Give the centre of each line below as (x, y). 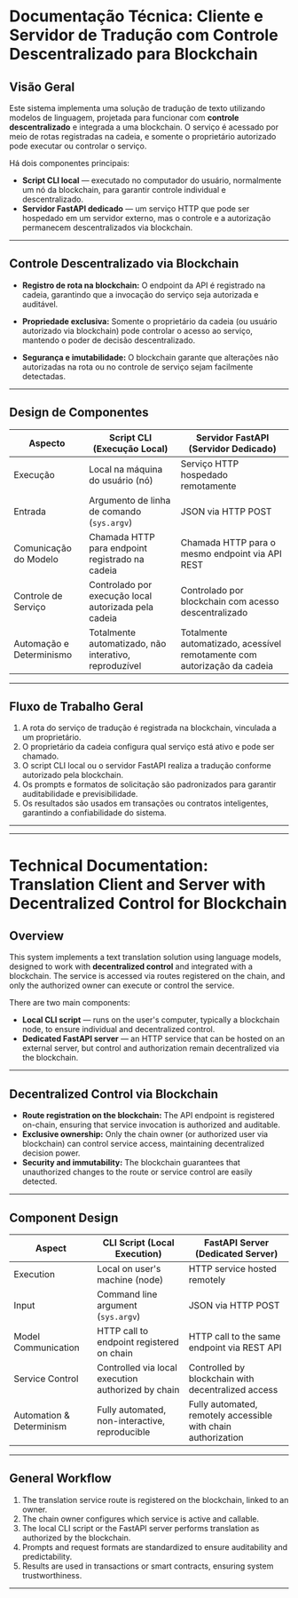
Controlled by (217, 1368)
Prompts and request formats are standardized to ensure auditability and (155, 1546)
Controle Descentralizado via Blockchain (124, 264)
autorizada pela (121, 607)
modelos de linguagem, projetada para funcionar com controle (124, 118)
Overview (37, 936)
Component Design (64, 1217)
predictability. (47, 1556)
